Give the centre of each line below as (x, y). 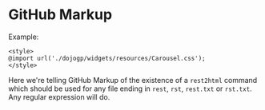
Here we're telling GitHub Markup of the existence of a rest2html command (133, 80)
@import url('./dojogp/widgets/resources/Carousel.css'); (107, 58)
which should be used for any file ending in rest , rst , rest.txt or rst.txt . (130, 88)
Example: (24, 37)
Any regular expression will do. (59, 96)
